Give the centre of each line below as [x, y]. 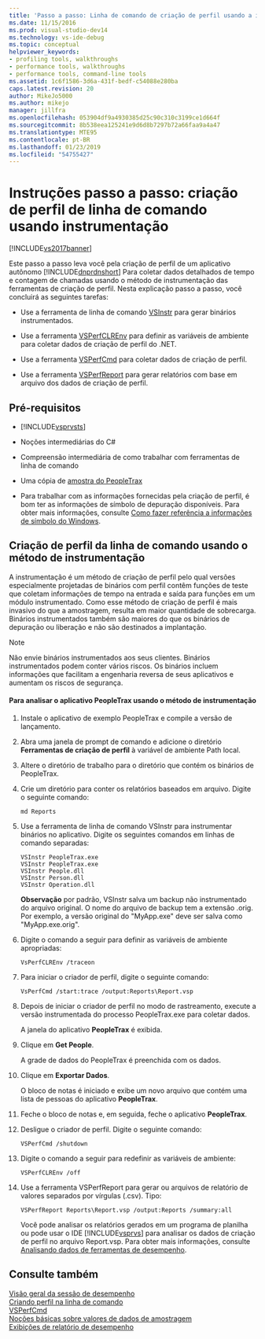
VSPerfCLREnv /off [50, 1173]
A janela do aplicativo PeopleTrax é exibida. [91, 1030]
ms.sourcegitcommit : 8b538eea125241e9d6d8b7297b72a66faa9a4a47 [115, 125]
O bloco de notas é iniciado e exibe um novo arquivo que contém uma [133, 1091]
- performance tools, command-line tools [78, 74]
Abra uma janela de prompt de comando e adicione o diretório [121, 742]
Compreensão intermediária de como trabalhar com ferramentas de [130, 457]
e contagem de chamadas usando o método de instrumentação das [119, 281]
